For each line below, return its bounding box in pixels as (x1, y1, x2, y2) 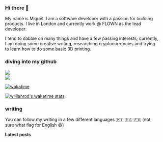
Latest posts (5, 131, 31, 137)
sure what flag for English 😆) (5, 122, 64, 128)
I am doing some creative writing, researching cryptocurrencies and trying (5, 41, 156, 47)
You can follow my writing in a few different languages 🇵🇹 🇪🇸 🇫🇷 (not (5, 116, 151, 122)
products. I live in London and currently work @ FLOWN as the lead (5, 21, 141, 27)
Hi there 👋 (5, 4, 29, 11)
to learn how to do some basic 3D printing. (5, 46, 92, 52)
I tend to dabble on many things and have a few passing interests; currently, (5, 35, 159, 41)
